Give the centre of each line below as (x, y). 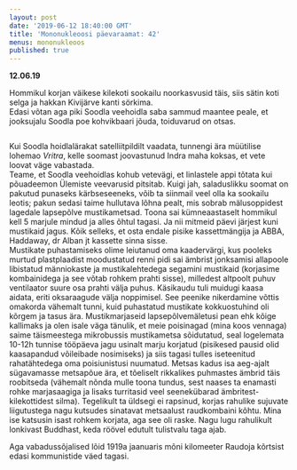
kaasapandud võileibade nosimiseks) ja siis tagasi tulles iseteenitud (132, 354)
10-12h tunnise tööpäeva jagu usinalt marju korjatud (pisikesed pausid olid (144, 345)
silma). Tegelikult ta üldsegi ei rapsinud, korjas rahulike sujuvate (172, 402)
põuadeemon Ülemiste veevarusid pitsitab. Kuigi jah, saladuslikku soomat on (149, 184)
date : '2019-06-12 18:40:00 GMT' (71, 26)
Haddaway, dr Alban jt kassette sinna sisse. (89, 241)
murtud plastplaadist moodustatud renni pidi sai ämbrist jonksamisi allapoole (149, 259)
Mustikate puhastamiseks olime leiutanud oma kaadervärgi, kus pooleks (141, 251)
